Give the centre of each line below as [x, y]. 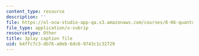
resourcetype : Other [32, 33]
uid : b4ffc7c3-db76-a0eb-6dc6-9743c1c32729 [61, 44]
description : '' [26, 17]
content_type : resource [36, 11]
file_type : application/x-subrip [47, 28]
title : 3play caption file [39, 38]
